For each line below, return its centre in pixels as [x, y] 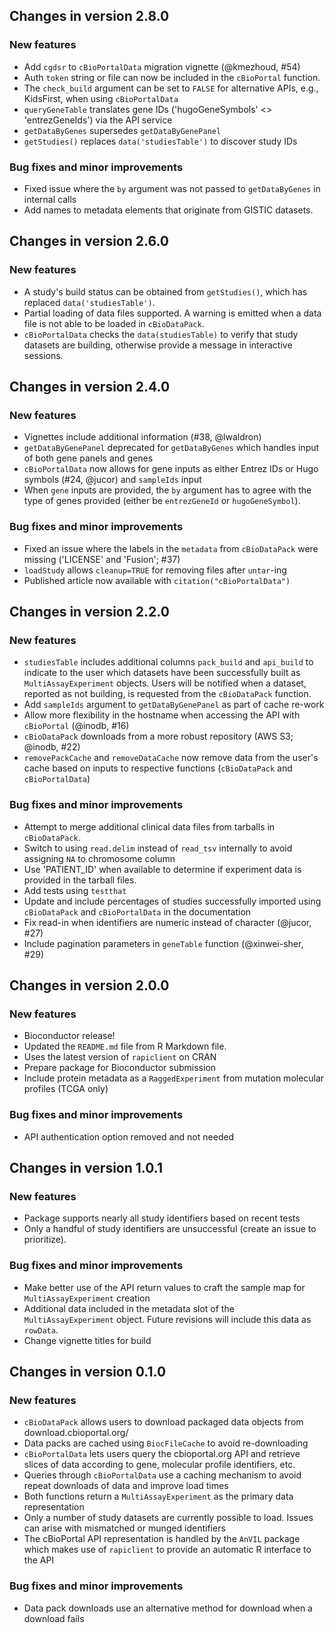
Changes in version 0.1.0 [88, 1372]
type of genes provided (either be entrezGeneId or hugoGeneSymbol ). [162, 501]
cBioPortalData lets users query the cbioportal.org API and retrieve [162, 1454]
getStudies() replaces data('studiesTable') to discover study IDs [160, 141]
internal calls [50, 199]
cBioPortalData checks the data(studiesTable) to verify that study [161, 334]
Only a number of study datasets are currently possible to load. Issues [168, 1518]
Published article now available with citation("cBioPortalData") [157, 580]
